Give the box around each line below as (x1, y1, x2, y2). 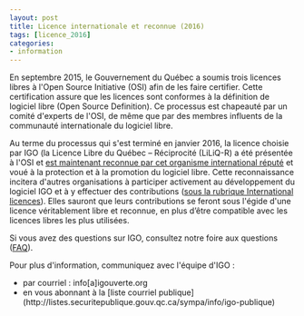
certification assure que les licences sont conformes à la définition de (9, 92, 270, 103)
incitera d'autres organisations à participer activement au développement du (9, 176, 295, 187)
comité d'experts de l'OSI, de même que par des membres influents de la (9, 111, 283, 122)
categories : (9, 38, 54, 48)
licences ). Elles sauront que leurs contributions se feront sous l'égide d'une (9, 196, 292, 207)
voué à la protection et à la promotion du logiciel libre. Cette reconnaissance (9, 167, 295, 178)
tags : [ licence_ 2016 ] (9, 30, 92, 39)
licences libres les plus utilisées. (9, 215, 130, 226)
